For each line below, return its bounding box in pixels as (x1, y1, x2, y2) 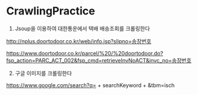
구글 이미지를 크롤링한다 (14, 69, 72, 76)
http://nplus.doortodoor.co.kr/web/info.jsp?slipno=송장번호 (6, 37, 152, 44)
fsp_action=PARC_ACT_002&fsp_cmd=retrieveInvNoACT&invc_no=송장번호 (6, 57, 192, 64)
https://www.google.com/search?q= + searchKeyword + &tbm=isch (6, 81, 175, 88)
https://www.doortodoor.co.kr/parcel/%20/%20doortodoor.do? (6, 49, 164, 57)
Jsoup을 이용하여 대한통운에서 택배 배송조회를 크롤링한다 (14, 25, 150, 32)
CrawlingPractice (6, 4, 95, 18)
